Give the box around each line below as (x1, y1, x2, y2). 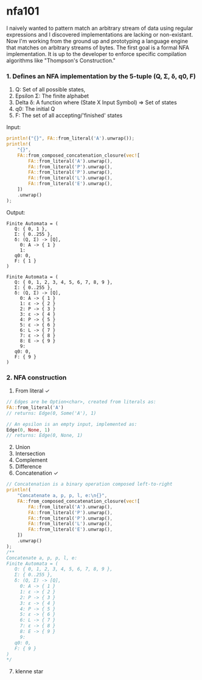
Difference (15, 463, 42, 470)
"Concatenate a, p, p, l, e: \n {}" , (17, 492, 108, 499)
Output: (6, 208, 26, 216)
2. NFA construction (6, 373, 67, 381)
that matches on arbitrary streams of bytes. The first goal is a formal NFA (6, 44, 190, 51)
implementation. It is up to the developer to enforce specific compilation (6, 50, 187, 57)
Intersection (15, 450, 46, 458)
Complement (15, 456, 48, 464)
